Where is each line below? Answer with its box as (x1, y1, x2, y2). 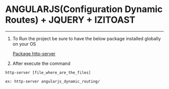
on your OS (12, 41, 36, 47)
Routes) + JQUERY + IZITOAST (5, 14, 136, 26)
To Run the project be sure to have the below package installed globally (12, 35, 161, 41)
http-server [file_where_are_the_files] (5, 70, 92, 75)
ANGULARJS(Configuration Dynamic (5, 4, 163, 15)
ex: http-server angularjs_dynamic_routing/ (5, 79, 100, 84)
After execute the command (12, 60, 70, 66)
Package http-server (12, 50, 56, 56)
